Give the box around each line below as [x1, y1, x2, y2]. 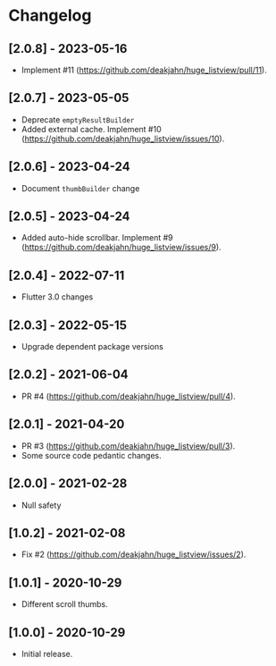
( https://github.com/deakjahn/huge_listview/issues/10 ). [21, 133, 225, 144]
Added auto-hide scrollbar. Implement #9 [21, 232, 173, 243]
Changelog [8, 5, 92, 26]
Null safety [21, 500, 62, 510]
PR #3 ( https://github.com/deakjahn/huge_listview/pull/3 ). [21, 440, 236, 451]
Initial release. [21, 648, 73, 659]
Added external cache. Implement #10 [21, 123, 162, 134]
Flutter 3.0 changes [21, 291, 94, 302]
